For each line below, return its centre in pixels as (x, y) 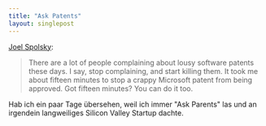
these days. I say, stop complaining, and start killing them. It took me (143, 71)
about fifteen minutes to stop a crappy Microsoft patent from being (140, 80)
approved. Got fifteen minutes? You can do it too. (111, 88)
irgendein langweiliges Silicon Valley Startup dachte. (96, 113)
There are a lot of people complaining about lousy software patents (141, 63)
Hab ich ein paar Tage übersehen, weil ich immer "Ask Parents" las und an (133, 104)
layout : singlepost (41, 24)
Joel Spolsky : (31, 46)
